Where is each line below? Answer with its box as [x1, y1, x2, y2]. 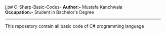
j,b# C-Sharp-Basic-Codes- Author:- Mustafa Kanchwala [5, 4, 123, 10]
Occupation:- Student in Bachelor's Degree [5, 9, 94, 15]
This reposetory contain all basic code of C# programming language [5, 23, 144, 29]
